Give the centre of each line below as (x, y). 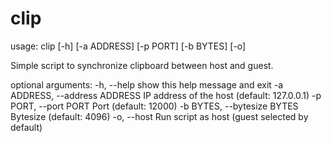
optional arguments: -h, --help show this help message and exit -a (147, 84)
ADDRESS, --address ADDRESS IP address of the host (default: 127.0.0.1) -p (166, 95)
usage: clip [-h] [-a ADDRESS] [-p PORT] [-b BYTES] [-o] (128, 46)
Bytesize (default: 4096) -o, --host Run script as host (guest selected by (159, 116)
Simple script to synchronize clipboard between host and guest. (142, 65)
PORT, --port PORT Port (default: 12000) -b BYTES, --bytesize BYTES (154, 106)
